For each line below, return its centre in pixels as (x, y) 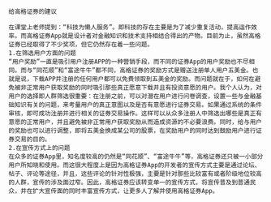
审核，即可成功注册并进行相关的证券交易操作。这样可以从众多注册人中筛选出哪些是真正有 (135, 114)
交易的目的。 (32, 140)
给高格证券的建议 (33, 11)
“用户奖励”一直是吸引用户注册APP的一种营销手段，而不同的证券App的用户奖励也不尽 (129, 62)
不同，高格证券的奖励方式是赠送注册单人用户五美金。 (177, 71)
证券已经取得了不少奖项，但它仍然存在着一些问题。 (81, 45)
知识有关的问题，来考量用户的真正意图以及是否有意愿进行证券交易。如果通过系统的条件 (138, 105)
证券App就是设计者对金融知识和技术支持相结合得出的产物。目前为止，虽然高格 (150, 36)
